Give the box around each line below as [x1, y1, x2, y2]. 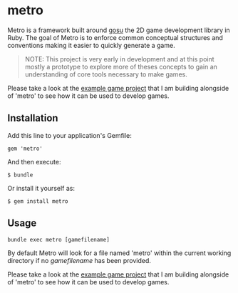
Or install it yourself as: [7, 184, 75, 192]
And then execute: [7, 157, 61, 166]
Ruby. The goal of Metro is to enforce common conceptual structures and [7, 33, 223, 41]
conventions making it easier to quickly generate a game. [7, 41, 176, 49]
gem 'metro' [7, 145, 43, 152]
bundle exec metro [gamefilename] [7, 236, 110, 243]
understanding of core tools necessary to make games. [24, 70, 187, 79]
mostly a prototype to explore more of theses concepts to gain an [24, 62, 217, 71]
